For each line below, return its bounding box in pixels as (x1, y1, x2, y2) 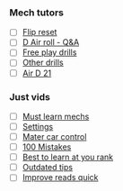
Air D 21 (22, 68, 52, 78)
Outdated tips (22, 162, 74, 173)
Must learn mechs (22, 111, 90, 122)
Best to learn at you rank (22, 151, 114, 163)
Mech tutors (9, 6, 65, 19)
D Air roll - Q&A (22, 37, 80, 48)
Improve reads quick (22, 172, 99, 183)
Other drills (22, 57, 65, 68)
